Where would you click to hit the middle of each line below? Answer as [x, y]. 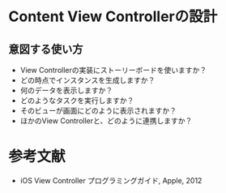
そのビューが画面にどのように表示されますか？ [98, 111]
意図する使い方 [46, 49]
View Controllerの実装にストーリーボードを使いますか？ [113, 70]
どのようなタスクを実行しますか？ [77, 101]
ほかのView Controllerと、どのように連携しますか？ [106, 121]
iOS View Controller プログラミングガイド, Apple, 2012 [111, 180]
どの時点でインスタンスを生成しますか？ [87, 80]
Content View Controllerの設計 [113, 17]
